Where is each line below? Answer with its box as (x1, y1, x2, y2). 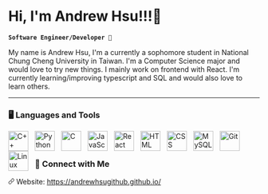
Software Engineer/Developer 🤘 (8, 34, 112, 42)
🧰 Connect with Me (34, 159, 110, 170)
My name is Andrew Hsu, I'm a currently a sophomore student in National (8, 47, 249, 57)
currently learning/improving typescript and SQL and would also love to (8, 73, 243, 82)
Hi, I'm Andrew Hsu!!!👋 (8, 7, 162, 26)
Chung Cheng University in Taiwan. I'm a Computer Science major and (8, 56, 241, 65)
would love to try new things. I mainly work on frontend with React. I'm (8, 64, 240, 74)
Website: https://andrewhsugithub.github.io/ (15, 176, 161, 186)
